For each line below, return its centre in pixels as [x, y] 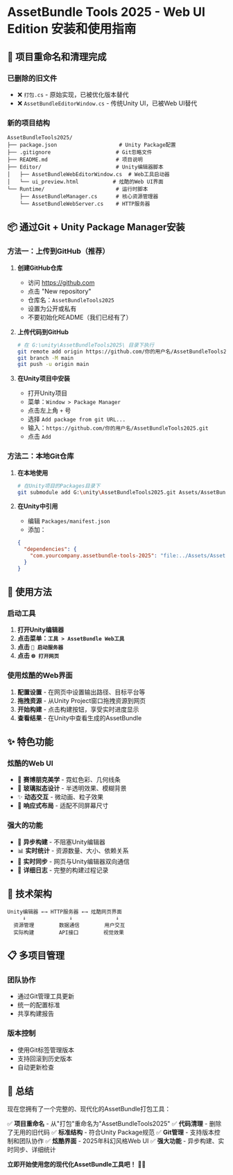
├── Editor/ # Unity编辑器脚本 [86, 167]
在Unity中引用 [37, 506]
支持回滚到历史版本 [45, 1059]
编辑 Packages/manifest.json [69, 521]
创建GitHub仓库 [40, 268]
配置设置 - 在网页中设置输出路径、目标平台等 [81, 692]
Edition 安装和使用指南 [72, 29]
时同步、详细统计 [32, 1150]
